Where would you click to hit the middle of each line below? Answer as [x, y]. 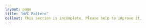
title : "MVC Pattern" [27, 14]
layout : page [18, 9]
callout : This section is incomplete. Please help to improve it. [73, 18]
